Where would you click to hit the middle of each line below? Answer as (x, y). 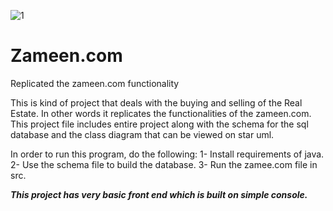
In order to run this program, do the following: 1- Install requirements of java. (167, 154)
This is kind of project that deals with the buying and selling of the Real (156, 102)
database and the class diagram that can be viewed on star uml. (142, 134)
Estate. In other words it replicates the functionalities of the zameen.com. (161, 113)
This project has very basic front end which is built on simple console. (159, 194)
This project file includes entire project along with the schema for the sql (159, 124)
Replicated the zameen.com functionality (95, 83)
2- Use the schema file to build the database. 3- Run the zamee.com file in (164, 164)
